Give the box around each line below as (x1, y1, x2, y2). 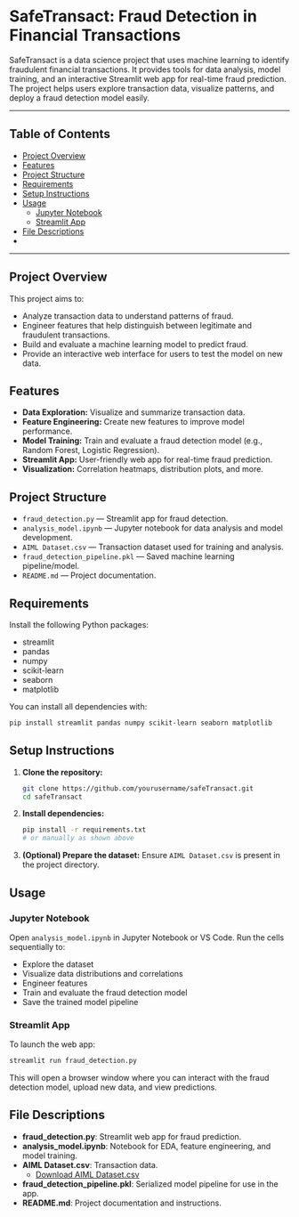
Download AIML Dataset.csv (35, 1169, 140, 1180)
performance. (21, 426, 73, 437)
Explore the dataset (21, 959, 94, 970)
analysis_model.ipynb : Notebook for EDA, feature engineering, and (21, 1140, 271, 1151)
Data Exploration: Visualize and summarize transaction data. (21, 407, 246, 418)
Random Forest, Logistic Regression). (21, 445, 160, 456)
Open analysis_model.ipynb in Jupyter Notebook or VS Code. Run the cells (9, 932, 285, 943)
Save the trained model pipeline (21, 996, 139, 1007)
